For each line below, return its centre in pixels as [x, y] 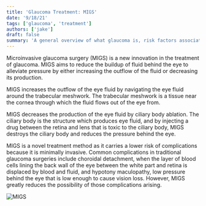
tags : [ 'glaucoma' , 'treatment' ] [49, 23]
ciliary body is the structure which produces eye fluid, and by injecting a [97, 121]
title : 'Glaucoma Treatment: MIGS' [52, 12]
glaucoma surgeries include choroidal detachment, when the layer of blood [101, 159]
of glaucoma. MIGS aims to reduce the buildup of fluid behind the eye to [97, 64]
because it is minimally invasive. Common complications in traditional [94, 152]
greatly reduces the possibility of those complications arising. [84, 185]
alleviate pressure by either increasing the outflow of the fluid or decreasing [102, 71]
